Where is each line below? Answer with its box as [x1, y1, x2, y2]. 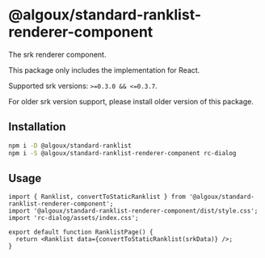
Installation [8, 120, 66, 134]
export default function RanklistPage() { [8, 228, 154, 236]
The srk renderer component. [8, 49, 107, 59]
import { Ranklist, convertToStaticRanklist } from [8, 192, 186, 201]
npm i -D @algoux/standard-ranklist [8, 142, 132, 150]
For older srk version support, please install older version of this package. [8, 96, 254, 106]
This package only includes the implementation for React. [8, 65, 200, 74]
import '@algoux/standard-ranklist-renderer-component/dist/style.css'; [8, 207, 259, 215]
